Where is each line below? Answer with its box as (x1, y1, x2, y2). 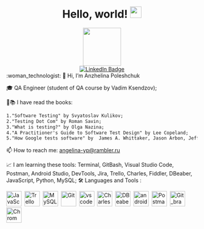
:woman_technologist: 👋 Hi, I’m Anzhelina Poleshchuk (6, 72, 140, 79)
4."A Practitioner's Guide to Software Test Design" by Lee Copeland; (6, 130, 189, 136)
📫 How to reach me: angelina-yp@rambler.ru (6, 147, 120, 154)
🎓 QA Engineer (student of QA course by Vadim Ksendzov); (6, 84, 157, 91)
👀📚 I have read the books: (6, 98, 73, 106)
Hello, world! (62, 7, 128, 21)
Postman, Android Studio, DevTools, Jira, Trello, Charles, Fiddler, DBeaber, (6, 170, 192, 177)
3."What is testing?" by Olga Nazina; (6, 124, 104, 130)
